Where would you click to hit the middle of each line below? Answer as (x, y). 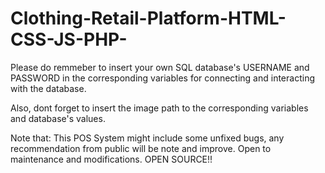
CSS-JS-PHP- (69, 39)
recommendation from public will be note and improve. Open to (141, 148)
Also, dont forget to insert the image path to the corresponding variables (159, 108)
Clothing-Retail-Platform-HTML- (148, 18)
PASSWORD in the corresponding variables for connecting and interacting (162, 78)
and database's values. (58, 118)
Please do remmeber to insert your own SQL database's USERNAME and (160, 67)
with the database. (48, 88)
